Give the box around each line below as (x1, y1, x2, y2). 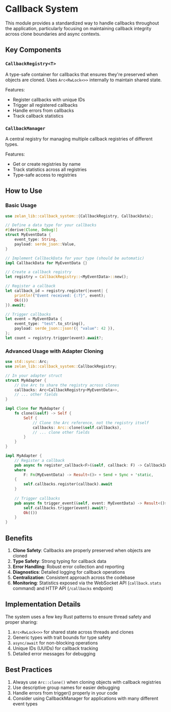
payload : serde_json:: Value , (14, 241, 76, 247)
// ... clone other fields (32, 430, 90, 435)
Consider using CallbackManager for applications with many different (12, 695, 159, 701)
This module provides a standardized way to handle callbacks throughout (5, 20, 159, 26)
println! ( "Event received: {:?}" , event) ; (14, 293, 106, 298)
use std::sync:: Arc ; (5, 359, 49, 364)
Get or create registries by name (12, 161, 81, 167)
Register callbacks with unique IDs (12, 96, 85, 103)
